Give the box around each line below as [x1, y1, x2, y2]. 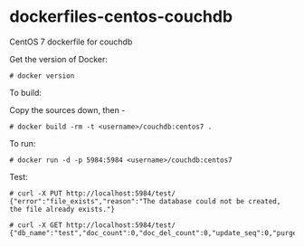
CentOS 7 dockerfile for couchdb [9, 36, 133, 47]
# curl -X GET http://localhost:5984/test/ [9, 220, 176, 230]
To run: [9, 138, 36, 148]
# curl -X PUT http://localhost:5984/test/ [9, 188, 176, 198]
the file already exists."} [9, 204, 116, 214]
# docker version [9, 71, 75, 81]
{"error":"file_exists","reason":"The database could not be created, [9, 196, 281, 205]
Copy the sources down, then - [9, 104, 126, 115]
